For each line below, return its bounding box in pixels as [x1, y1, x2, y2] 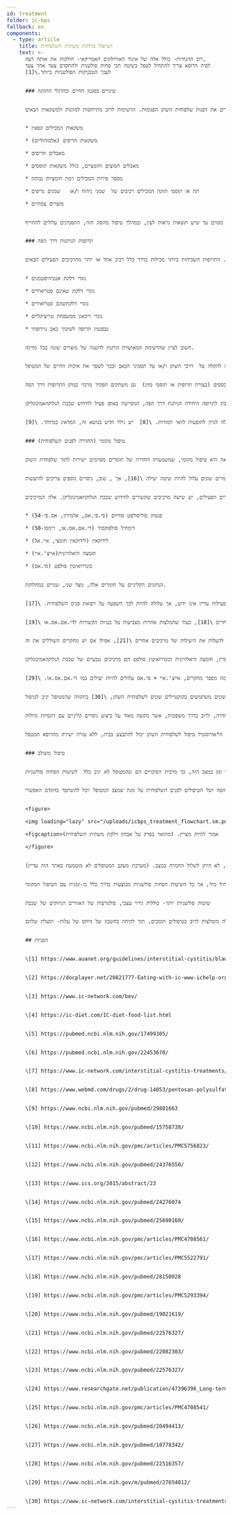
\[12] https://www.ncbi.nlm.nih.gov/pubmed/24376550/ [24, 1161, 185, 1168]
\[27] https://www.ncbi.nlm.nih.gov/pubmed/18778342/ [24, 1441, 185, 1448]
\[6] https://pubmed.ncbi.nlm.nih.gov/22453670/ [24, 1049, 169, 1056]
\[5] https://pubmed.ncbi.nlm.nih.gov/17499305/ [24, 1030, 169, 1037]
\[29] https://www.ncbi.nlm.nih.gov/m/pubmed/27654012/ [24, 1479, 191, 1486]
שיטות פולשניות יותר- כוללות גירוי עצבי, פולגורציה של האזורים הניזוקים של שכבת [24, 899, 211, 907]
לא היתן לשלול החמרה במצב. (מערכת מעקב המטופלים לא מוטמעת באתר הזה [40, 862, 220, 869]
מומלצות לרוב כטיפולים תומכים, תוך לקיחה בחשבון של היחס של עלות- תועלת [40, 918, 220, 925]
